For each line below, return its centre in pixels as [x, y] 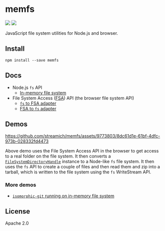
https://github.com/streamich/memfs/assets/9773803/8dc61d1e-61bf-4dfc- [83, 136]
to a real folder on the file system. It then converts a [58, 156]
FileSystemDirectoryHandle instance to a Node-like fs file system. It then [80, 161]
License [18, 211]
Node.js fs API [27, 87]
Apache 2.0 [17, 223]
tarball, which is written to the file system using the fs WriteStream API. [78, 172]
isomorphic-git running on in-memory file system [63, 196]
